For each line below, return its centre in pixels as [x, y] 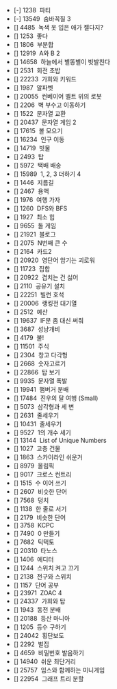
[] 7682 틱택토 [34, 542]
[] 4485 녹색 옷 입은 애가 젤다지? [58, 27]
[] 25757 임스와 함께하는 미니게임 [59, 670]
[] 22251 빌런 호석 [39, 294]
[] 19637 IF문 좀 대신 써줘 [49, 320]
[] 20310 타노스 [36, 551]
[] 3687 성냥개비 [37, 329]
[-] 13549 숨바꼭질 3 [42, 19]
